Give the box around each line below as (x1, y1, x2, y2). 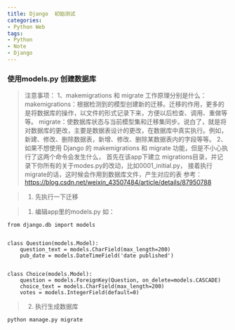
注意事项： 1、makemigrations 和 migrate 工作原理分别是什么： (24, 91, 207, 100)
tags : (7, 29, 23, 37)
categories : (7, 17, 42, 24)
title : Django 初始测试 (7, 10, 76, 18)
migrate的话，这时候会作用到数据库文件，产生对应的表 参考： (24, 170, 202, 179)
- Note (7, 43, 27, 50)
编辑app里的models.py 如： (34, 208, 115, 216)
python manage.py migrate (7, 317, 83, 324)
